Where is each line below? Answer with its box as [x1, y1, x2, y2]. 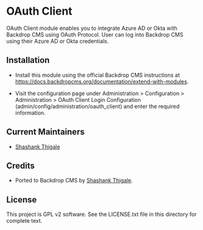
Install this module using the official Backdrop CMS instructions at [15, 71, 181, 79]
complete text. [6, 217, 43, 225]
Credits [6, 160, 35, 171]
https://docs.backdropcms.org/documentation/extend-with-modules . [15, 77, 189, 85]
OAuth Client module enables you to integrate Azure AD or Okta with [6, 24, 177, 32]
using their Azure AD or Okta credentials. [6, 37, 109, 45]
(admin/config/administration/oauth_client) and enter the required [15, 102, 180, 110]
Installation [6, 55, 50, 65]
